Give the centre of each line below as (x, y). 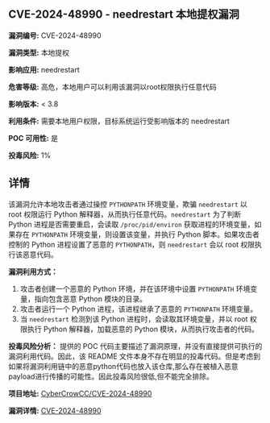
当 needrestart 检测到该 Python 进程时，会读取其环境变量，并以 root (134, 319)
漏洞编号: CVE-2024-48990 (55, 35)
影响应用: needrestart (44, 69)
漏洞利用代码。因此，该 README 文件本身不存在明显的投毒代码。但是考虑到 (135, 356)
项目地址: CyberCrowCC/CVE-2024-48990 (80, 393)
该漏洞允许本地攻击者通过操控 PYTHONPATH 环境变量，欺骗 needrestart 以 (128, 204)
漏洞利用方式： (33, 272)
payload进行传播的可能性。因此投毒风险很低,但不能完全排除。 (111, 376)
